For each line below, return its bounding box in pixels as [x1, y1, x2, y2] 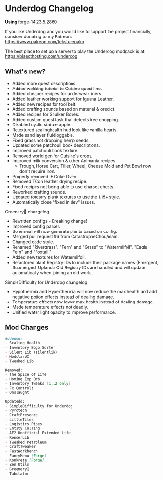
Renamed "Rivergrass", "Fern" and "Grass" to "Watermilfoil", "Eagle [12, 244, 147, 249]
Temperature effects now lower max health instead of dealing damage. [12, 299, 154, 304]
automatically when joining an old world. [12, 269, 93, 275]
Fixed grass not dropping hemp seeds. [12, 137, 90, 143]
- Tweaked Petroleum [5, 440, 47, 444]
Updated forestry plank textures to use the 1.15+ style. [12, 194, 121, 200]
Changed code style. [12, 239, 54, 245]
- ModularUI [5, 355, 29, 359]
